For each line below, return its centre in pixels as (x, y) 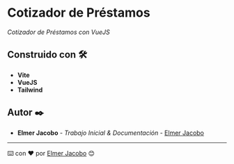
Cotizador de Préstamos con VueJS (58, 32)
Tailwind (30, 90)
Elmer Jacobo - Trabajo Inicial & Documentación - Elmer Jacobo (110, 133)
